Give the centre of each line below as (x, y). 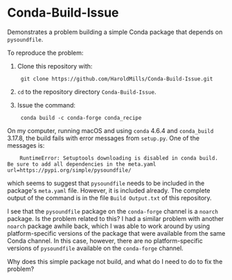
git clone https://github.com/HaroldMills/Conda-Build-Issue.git (117, 79)
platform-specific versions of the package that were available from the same (116, 233)
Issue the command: (46, 105)
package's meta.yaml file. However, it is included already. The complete (109, 190)
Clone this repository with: (55, 66)
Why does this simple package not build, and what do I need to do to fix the (115, 261)
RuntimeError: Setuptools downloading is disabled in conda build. (119, 158)
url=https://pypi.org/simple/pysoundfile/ (69, 170)
